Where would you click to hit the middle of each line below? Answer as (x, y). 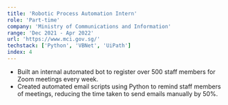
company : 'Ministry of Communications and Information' (89, 26)
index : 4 (20, 52)
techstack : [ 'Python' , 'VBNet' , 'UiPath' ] (69, 46)
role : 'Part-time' (34, 20)
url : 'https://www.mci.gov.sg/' (54, 39)
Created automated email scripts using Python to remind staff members (119, 86)
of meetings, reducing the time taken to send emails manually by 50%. (117, 93)
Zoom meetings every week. (58, 79)
